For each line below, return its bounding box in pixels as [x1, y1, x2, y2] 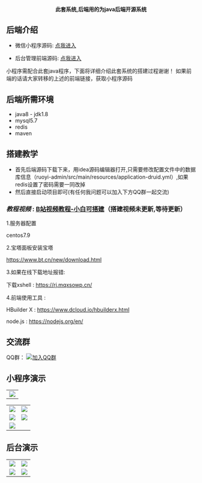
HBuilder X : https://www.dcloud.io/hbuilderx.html [6, 306, 130, 313]
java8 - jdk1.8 [14, 111, 49, 118]
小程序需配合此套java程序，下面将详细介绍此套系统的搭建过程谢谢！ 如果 [6, 67, 186, 75]
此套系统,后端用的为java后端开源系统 [55, 5, 147, 13]
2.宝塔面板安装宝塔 [6, 244, 54, 251]
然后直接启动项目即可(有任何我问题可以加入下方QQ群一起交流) [14, 188, 170, 195]
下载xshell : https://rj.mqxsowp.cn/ [6, 281, 92, 289]
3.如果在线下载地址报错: [6, 268, 66, 276]
